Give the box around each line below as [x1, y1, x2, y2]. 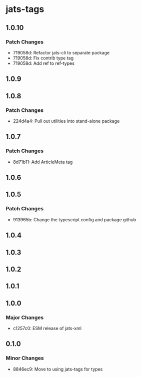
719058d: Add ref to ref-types [12, 60, 74, 66]
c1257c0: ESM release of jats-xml [12, 325, 82, 331]
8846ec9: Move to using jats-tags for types [12, 366, 103, 372]
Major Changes [5, 314, 44, 321]
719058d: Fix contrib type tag [12, 55, 74, 61]
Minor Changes [5, 355, 44, 362]
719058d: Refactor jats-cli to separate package [12, 49, 109, 55]
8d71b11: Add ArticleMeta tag [12, 159, 73, 165]
